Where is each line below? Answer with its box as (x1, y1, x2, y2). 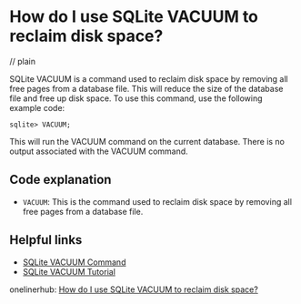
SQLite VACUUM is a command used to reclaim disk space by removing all (9, 73, 288, 84)
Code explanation (9, 172, 112, 187)
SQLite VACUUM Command (22, 257, 126, 268)
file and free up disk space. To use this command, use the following (9, 93, 263, 104)
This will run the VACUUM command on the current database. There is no (9, 136, 285, 147)
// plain (9, 56, 36, 66)
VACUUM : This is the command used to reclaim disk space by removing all (22, 196, 293, 207)
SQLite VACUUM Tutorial (22, 266, 116, 277)
